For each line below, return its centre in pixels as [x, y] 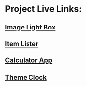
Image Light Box [30, 27]
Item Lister [22, 43]
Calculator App [29, 61]
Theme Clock [26, 77]
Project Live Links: [43, 9]
